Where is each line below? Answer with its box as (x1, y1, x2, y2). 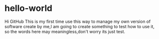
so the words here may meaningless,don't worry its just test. (4, 29, 126, 34)
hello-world (4, 3, 53, 14)
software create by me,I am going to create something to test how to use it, (4, 23, 155, 29)
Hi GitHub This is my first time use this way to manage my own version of (4, 19, 151, 24)
